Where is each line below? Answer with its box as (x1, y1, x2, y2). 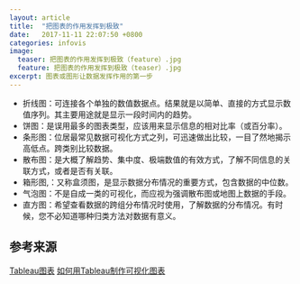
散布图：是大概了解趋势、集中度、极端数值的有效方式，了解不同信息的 (22, 154, 284, 165)
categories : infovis (9, 38, 87, 48)
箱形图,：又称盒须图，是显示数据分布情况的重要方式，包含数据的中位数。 (22, 177, 294, 188)
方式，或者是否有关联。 (30, 165, 118, 176)
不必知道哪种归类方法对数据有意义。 (46, 210, 181, 221)
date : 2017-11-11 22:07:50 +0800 (9, 30, 143, 39)
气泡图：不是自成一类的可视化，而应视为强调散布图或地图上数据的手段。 (22, 188, 291, 198)
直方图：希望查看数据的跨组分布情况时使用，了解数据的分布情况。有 (22, 199, 276, 210)
